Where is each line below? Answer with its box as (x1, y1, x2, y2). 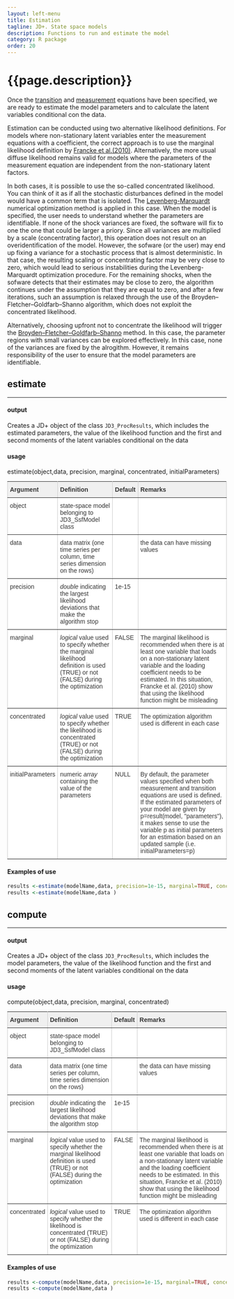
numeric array (60, 770, 97, 779)
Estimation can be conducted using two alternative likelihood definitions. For (7, 123, 226, 132)
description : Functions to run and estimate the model (7, 29, 170, 37)
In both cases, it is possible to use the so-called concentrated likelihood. (7, 182, 215, 190)
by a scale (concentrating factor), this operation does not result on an (7, 233, 207, 242)
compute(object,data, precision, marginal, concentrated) (7, 997, 169, 1006)
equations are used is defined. (140, 791, 222, 800)
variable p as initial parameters (140, 826, 224, 834)
